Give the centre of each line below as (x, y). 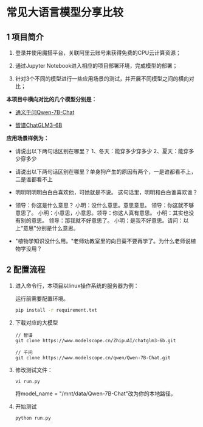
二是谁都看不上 (34, 179)
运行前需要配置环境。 (42, 298)
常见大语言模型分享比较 (65, 13)
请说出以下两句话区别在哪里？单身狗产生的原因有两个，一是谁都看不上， (105, 172)
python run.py (33, 418)
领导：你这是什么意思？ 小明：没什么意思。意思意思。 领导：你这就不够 (105, 205)
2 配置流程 (26, 270)
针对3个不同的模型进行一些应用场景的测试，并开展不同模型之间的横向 (102, 79)
